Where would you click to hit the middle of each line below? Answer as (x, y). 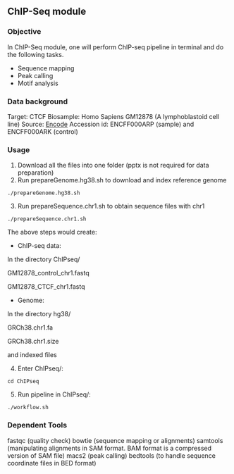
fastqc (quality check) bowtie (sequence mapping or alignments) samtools (115, 440)
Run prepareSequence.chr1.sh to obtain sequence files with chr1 (111, 206)
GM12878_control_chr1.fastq (48, 273)
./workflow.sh (28, 408)
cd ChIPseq (23, 382)
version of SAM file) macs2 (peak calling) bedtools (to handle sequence (112, 455)
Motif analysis (38, 83)
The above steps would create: (52, 232)
